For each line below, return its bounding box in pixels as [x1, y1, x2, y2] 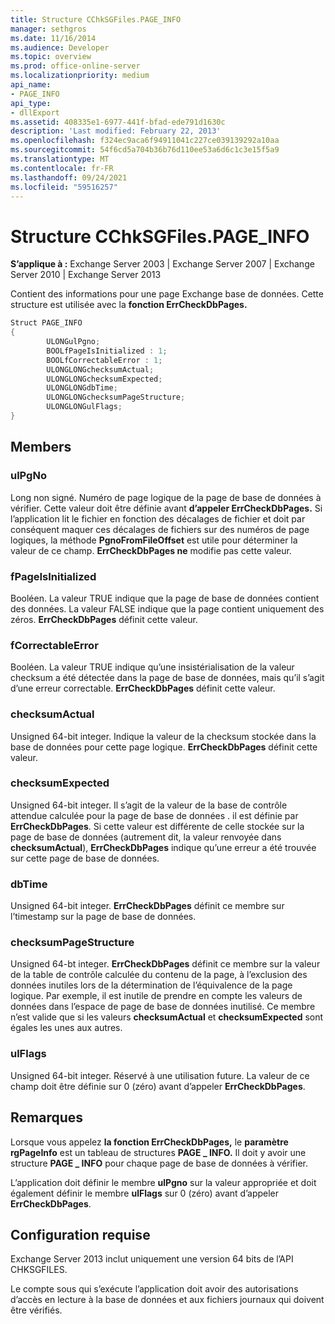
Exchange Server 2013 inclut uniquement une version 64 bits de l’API [10, 1253, 294, 1265]
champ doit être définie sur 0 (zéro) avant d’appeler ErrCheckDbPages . [10, 1080, 306, 1092]
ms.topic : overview [10, 52, 92, 62]
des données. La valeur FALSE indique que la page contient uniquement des [10, 602, 325, 615]
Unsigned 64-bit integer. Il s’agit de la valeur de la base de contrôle [10, 799, 288, 811]
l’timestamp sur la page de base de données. [10, 911, 197, 923]
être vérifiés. [10, 1304, 63, 1316]
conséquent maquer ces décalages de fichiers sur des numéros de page [10, 523, 310, 535]
